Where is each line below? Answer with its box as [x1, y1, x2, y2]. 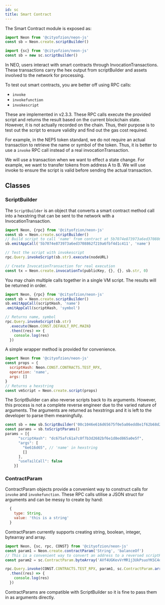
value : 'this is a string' [14, 516, 69, 521]
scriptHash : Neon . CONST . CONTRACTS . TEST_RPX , [9, 365, 102, 370]
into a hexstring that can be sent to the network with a [5, 213, 114, 218]
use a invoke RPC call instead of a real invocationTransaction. [5, 147, 129, 153]
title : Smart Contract [5, 12, 52, 17]
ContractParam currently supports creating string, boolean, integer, [5, 529, 141, 535]
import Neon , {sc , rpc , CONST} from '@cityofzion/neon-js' [5, 543, 129, 549]
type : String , [14, 511, 43, 516]
